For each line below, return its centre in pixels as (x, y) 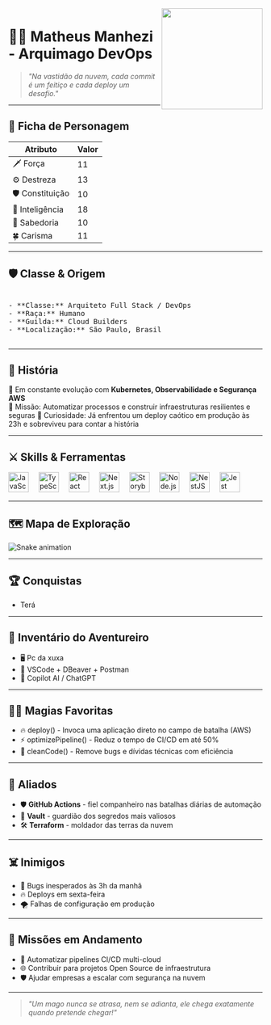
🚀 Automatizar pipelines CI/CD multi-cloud (90, 959)
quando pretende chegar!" (72, 1012)
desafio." (43, 93)
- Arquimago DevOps (81, 54)
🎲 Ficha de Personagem (69, 127)
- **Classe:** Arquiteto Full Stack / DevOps (100, 305)
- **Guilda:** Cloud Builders (68, 321)
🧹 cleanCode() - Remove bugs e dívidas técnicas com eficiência (127, 752)
